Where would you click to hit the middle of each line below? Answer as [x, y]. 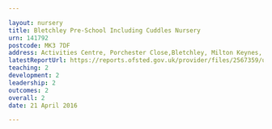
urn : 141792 [28, 38]
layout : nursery [36, 23]
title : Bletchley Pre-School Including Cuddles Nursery [104, 30]
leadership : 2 [32, 83]
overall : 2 [27, 98]
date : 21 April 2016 [43, 106]
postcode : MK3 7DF [39, 45]
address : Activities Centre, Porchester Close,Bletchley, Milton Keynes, [136, 53]
